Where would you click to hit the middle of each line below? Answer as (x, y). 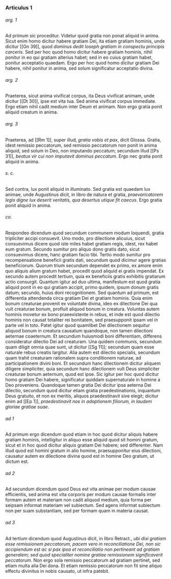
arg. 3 (11, 124)
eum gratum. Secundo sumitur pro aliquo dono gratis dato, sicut (72, 249)
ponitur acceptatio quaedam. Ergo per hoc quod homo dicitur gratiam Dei (82, 63)
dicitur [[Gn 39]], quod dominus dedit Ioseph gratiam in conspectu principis (85, 47)
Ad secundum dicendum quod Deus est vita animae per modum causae (81, 489)
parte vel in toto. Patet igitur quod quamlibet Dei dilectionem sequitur (78, 325)
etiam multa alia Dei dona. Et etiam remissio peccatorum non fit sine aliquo (84, 565)
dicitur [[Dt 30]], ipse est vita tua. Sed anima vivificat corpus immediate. (81, 101)
